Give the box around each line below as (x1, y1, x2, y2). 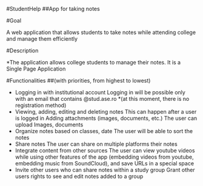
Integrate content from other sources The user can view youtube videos (15, 147, 195, 154)
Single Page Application (6, 65, 66, 72)
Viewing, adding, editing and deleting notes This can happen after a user (15, 108, 197, 115)
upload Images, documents (15, 121, 84, 128)
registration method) (15, 102, 67, 109)
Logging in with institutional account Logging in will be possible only (15, 89, 186, 96)
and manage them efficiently (6, 35, 78, 42)
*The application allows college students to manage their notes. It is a (6, 59, 181, 66)
